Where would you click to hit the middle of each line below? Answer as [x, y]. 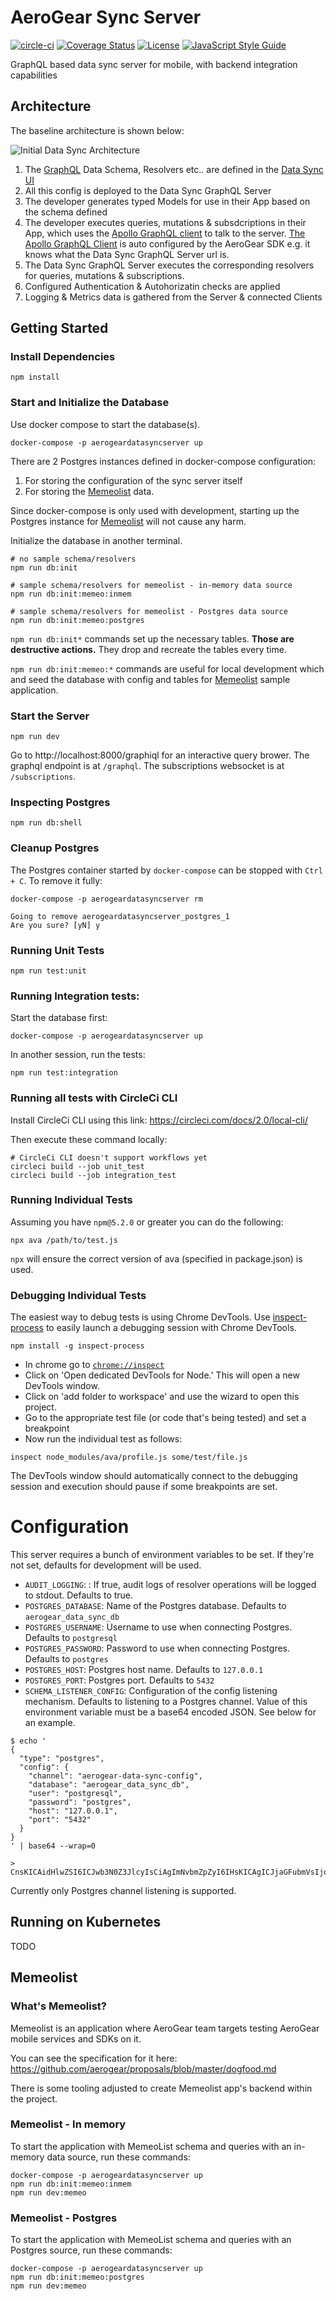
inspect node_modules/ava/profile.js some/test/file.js [129, 1457]
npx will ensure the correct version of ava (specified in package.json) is [156, 1258]
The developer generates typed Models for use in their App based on [167, 201]
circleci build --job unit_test [77, 1166]
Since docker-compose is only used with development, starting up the [155, 510]
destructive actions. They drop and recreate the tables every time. [148, 649]
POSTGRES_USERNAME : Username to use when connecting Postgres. [158, 1627]
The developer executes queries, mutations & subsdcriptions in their [165, 222]
